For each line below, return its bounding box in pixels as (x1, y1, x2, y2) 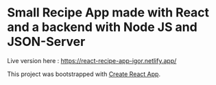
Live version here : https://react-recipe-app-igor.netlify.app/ (7, 56, 177, 64)
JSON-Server (7, 34, 86, 49)
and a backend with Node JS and (7, 19, 197, 35)
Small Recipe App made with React (7, 5, 210, 21)
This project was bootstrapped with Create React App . (7, 70, 161, 78)
